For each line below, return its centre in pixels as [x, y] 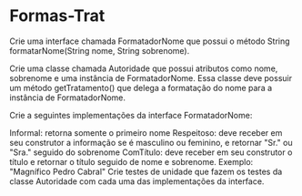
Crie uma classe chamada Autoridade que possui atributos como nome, [144, 68]
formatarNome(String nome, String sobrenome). [100, 50]
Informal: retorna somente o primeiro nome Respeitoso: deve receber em [146, 132]
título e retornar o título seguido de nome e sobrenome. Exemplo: [131, 161]
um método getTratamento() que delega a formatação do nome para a [141, 88]
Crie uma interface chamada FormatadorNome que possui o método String [150, 41]
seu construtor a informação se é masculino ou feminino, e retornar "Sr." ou [151, 142]
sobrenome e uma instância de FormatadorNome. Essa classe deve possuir [151, 77]
